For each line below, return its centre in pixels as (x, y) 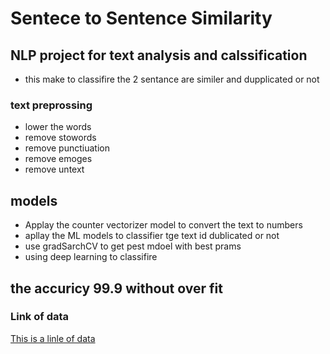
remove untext (54, 169)
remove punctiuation (67, 148)
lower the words (58, 127)
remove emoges (58, 159)
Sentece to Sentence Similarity (141, 18)
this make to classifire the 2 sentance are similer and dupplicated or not (172, 79)
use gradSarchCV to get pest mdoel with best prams (133, 246)
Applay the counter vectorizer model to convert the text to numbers (163, 225)
